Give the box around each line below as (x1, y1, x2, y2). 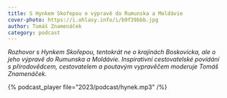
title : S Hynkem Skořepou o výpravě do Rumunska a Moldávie (8, 10, 184, 17)
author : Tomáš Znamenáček (8, 23, 82, 29)
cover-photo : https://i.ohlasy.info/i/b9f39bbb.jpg (8, 16, 158, 23)
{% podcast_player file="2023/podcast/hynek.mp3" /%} (8, 83, 167, 91)
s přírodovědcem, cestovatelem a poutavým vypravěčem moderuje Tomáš (8, 62, 219, 71)
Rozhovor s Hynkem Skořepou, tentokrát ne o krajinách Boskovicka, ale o (8, 48, 216, 56)
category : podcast (8, 29, 60, 36)
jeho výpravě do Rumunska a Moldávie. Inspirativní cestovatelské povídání (8, 56, 220, 64)
